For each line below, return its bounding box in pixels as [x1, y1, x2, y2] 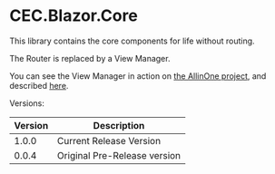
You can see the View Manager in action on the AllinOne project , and [9, 70, 267, 82]
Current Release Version [57, 134, 162, 147]
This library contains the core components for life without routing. [9, 35, 256, 46]
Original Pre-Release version [57, 149, 182, 161]
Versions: [9, 97, 45, 109]
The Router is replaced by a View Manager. [9, 53, 171, 63]
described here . [9, 80, 69, 91]
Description [93, 119, 145, 131]
